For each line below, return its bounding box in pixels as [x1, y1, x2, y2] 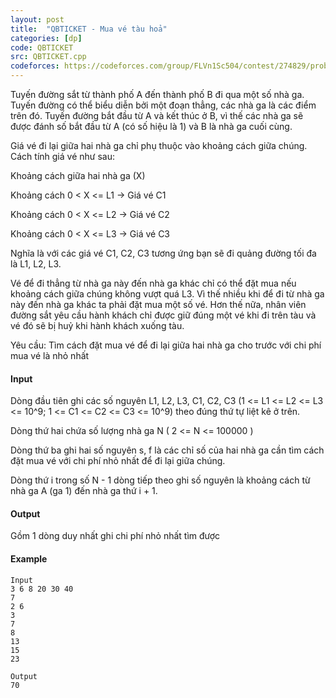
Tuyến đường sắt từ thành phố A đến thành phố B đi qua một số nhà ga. [10, 89, 305, 100]
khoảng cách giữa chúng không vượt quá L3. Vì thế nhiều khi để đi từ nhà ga [10, 288, 325, 300]
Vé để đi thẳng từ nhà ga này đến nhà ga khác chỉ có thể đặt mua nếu [10, 277, 297, 289]
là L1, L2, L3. [10, 258, 62, 270]
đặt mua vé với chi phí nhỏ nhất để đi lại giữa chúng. [10, 455, 226, 467]
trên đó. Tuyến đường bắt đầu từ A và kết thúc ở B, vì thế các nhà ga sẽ [10, 110, 304, 121]
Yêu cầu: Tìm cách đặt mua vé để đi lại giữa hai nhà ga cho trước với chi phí [10, 339, 322, 351]
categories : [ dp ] [10, 33, 83, 43]
